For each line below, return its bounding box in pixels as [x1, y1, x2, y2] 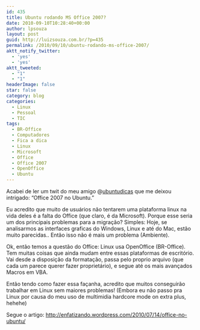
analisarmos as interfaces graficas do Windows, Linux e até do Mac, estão [6, 225, 192, 232]
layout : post [6, 31, 39, 37]
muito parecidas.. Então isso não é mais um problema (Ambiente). [6, 231, 170, 238]
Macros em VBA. [6, 269, 48, 276]
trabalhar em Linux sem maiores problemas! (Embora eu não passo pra [6, 287, 183, 294]
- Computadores [11, 132, 50, 139]
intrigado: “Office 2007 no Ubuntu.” [6, 194, 95, 201]
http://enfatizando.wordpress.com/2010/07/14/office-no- [45, 311, 187, 318]
